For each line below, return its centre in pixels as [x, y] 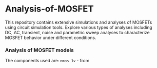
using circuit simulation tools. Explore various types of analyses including [79, 27]
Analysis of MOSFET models [39, 50]
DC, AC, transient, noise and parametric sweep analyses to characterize [77, 32]
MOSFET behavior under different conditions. [51, 38]
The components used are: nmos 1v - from [47, 61]
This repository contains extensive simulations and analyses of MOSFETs [78, 22]
